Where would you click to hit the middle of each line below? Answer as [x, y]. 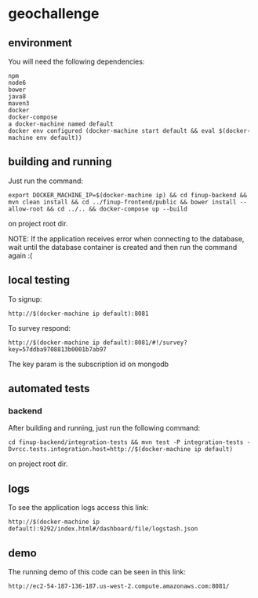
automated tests [49, 389]
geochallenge [54, 14]
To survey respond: [40, 328]
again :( [20, 255]
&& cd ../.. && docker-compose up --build [117, 209]
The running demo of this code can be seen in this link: [97, 571]
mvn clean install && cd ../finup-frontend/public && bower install [122, 202]
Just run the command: [46, 181]
